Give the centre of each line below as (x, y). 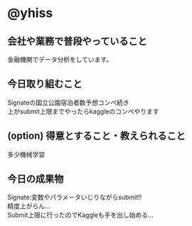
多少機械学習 (26, 154)
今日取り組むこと (45, 84)
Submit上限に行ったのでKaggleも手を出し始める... (81, 215)
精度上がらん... (29, 206)
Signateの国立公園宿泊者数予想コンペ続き (68, 102)
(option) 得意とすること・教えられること (97, 136)
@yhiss (30, 13)
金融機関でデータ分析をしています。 (60, 59)
